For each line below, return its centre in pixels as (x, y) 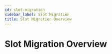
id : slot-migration (25, 10)
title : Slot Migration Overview (38, 19)
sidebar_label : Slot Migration (37, 14)
